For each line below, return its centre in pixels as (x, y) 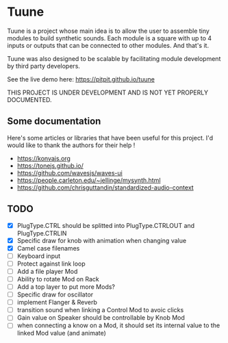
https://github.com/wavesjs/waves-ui (70, 173)
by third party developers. (44, 66)
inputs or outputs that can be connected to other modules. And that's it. (108, 45)
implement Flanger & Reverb (57, 303)
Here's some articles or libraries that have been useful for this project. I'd (110, 138)
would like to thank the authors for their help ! (71, 145)
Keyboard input (39, 256)
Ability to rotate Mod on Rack (58, 279)
